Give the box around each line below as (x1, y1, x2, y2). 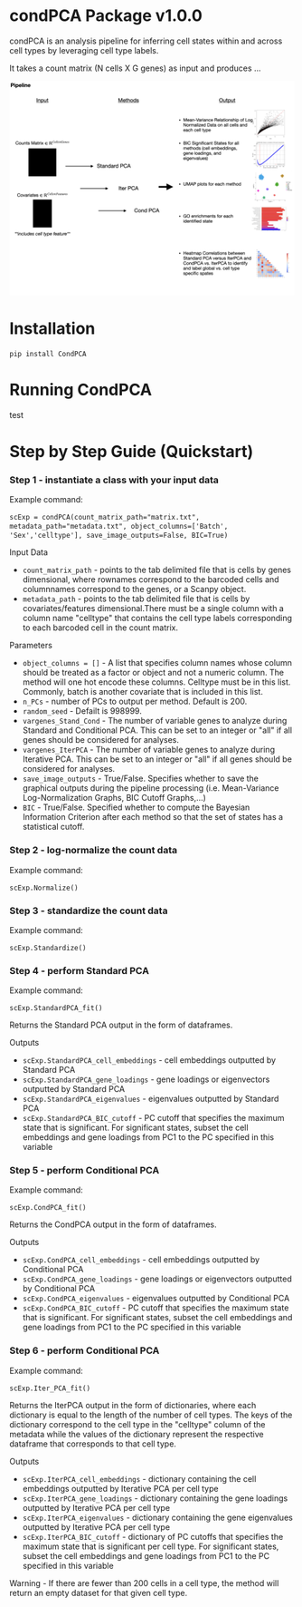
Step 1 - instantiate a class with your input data (9, 473, 220, 486)
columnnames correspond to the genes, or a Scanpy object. (22, 584, 247, 595)
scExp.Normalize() (9, 883, 79, 892)
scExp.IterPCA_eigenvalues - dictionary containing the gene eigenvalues (22, 1512, 294, 1523)
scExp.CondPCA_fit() (9, 1203, 88, 1213)
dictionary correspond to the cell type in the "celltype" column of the (9, 1418, 266, 1429)
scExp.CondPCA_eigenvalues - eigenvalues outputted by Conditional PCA (22, 1293, 290, 1304)
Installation (9, 318, 96, 339)
